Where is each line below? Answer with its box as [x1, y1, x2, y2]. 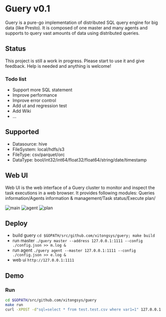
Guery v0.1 [5, 3, 51, 14]
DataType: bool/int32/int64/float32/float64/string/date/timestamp [12, 157, 147, 162]
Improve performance [12, 92, 57, 98]
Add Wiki [12, 108, 31, 114]
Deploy [5, 219, 28, 228]
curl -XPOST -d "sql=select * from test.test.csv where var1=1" [5, 307, 139, 312]
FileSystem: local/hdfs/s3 [12, 146, 65, 152]
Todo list [5, 75, 26, 82]
